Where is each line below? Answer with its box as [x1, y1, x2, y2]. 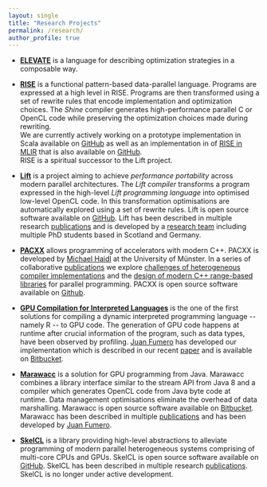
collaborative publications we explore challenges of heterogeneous [19, 263, 241, 272]
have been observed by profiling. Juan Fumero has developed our [19, 337, 237, 347]
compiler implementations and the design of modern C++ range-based [19, 271, 253, 281]
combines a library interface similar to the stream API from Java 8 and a [19, 378, 256, 388]
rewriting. [19, 122, 52, 131]
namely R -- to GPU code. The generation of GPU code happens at [19, 320, 240, 330]
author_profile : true [8, 33, 80, 42]
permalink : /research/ [8, 26, 84, 34]
